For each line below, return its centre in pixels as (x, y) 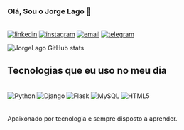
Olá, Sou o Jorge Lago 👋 (49, 11)
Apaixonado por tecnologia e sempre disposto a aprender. (92, 118)
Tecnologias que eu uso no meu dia (87, 70)
